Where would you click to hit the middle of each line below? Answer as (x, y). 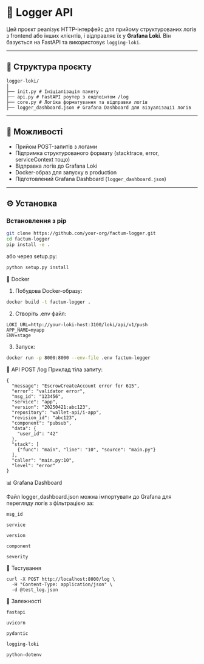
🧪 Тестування (24, 568)
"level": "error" (34, 465)
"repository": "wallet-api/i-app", (57, 412)
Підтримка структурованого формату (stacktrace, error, (87, 153)
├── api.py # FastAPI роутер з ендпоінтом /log (68, 97)
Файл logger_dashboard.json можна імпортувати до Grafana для (89, 496)
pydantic (17, 633)
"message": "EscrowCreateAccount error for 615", (76, 386)
